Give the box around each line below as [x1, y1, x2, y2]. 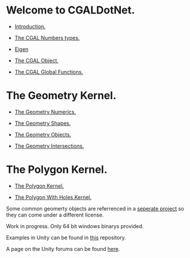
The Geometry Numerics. [14, 108, 76, 115]
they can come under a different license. [6, 211, 104, 218]
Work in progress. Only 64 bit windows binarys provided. [6, 222, 144, 229]
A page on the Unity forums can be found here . [6, 245, 120, 252]
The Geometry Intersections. [14, 142, 84, 150]
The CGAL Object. [14, 57, 59, 64]
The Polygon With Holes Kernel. [14, 193, 92, 201]
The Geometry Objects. [14, 131, 72, 138]
